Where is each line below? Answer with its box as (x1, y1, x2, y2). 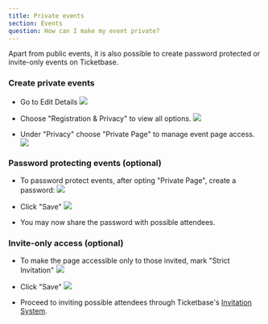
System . (19, 306, 47, 316)
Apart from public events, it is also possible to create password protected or (8, 49, 261, 59)
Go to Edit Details (19, 97, 78, 106)
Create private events (8, 77, 95, 89)
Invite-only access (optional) (8, 237, 124, 248)
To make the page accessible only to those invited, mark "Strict (19, 255, 231, 266)
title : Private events (8, 11, 85, 20)
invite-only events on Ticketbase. (8, 57, 119, 67)
